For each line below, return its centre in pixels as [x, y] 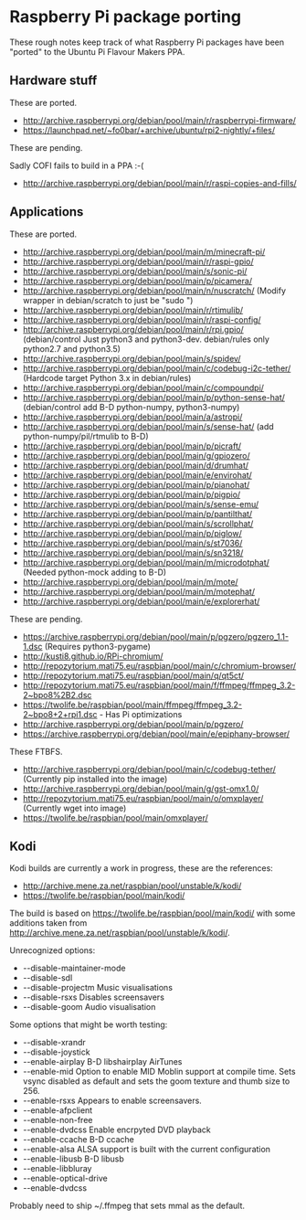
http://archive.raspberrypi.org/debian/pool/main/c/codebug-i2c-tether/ [157, 368]
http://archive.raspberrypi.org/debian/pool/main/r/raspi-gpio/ [138, 261]
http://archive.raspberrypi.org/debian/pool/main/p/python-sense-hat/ [154, 397]
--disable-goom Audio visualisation [89, 1007]
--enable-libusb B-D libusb [74, 1159]
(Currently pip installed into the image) [95, 779]
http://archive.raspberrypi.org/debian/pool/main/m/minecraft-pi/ [144, 251]
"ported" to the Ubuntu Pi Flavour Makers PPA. [97, 51]
